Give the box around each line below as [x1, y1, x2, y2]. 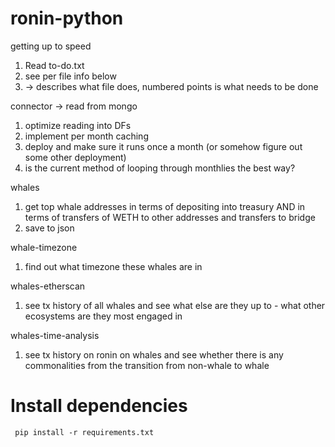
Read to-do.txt [24, 59, 85, 71]
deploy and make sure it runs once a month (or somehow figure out [24, 140, 303, 152]
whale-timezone [10, 241, 78, 253]
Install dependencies [10, 395, 188, 417]
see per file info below [24, 70, 117, 82]
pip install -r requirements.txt [14, 427, 155, 437]
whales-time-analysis [10, 329, 100, 341]
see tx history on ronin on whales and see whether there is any [24, 348, 284, 361]
